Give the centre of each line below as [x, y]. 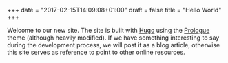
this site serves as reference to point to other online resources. [96, 52]
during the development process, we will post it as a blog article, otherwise [114, 45]
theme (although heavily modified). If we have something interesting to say [113, 38]
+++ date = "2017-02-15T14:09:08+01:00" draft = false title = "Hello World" [114, 10]
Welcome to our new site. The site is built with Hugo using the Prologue [108, 30]
